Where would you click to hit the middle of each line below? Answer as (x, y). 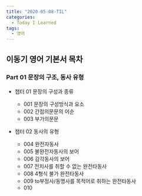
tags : (13, 28)
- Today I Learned (34, 23)
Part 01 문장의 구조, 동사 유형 (45, 78)
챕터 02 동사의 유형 (37, 131)
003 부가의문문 (41, 118)
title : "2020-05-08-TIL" (37, 12)
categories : (21, 17)
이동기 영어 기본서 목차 (45, 59)
